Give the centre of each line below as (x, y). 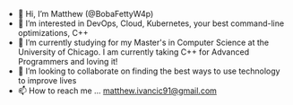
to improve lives (47, 80)
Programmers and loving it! (68, 61)
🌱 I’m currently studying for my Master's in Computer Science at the (143, 42)
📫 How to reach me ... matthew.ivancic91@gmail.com (117, 91)
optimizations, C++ (53, 33)
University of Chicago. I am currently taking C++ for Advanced (133, 52)
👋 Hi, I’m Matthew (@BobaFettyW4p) (86, 14)
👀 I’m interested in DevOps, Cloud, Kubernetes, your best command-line (151, 23)
